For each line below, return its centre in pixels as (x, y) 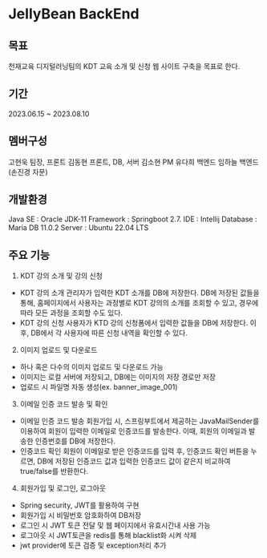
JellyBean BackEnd (74, 14)
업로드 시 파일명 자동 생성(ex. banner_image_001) (99, 387)
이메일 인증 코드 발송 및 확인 (64, 404)
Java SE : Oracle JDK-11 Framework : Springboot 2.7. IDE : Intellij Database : (133, 219)
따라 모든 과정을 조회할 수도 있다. (71, 313)
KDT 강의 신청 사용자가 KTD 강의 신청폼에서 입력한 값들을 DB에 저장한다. (134, 323)
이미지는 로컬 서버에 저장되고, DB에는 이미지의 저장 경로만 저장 (118, 377)
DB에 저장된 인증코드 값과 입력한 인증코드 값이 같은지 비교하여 (134, 461)
